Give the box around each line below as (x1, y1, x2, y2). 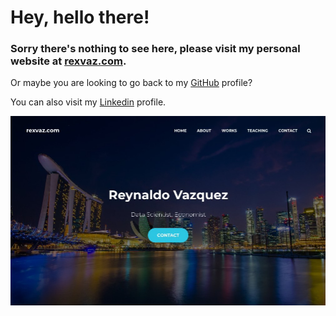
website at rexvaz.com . (10, 54, 127, 68)
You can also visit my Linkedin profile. (10, 96, 167, 108)
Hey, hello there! (10, 6, 150, 29)
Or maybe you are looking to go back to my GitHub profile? (10, 77, 253, 89)
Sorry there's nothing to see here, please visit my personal (10, 42, 301, 56)
